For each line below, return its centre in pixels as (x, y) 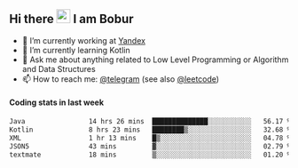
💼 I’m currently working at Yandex (84, 40)
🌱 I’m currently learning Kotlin (76, 50)
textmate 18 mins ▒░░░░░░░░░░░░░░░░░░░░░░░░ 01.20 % (150, 155)
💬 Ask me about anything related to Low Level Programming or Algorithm (155, 60)
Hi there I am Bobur (72, 19)
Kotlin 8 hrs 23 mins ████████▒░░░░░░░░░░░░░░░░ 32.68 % (150, 130)
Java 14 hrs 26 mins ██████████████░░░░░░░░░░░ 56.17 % (150, 122)
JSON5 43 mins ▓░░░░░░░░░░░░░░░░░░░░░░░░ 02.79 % (150, 146)
